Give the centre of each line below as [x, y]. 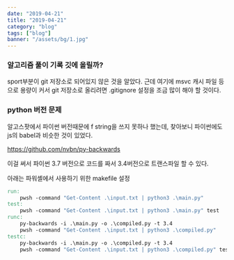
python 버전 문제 [34, 110]
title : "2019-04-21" [37, 20]
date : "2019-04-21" [36, 14]
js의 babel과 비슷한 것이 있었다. [50, 135]
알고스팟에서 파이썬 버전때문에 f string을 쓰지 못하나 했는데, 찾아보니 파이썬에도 [115, 127]
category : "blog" [32, 26]
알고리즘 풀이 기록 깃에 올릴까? [55, 65]
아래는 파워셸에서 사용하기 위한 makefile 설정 [69, 178]
